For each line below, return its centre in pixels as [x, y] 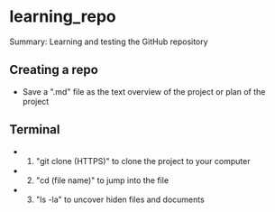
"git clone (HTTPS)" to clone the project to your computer [143, 161]
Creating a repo [54, 70]
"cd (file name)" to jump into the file [102, 180]
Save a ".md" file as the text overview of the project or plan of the [144, 91]
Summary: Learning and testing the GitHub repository [109, 41]
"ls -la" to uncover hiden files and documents [120, 199]
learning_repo [63, 17]
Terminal [35, 129]
